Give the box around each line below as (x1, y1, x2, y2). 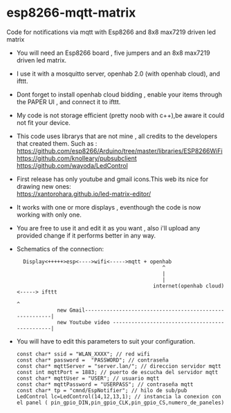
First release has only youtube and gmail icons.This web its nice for (16, 175, 209, 183)
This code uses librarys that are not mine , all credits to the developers (16, 132, 218, 140)
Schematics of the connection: (16, 244, 104, 253)
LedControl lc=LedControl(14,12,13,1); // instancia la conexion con (16, 393, 222, 400)
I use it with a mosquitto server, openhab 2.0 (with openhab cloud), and (16, 69, 221, 78)
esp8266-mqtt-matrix (6, 5, 136, 21)
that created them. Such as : (16, 139, 98, 147)
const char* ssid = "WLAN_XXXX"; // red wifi (16, 351, 150, 357)
